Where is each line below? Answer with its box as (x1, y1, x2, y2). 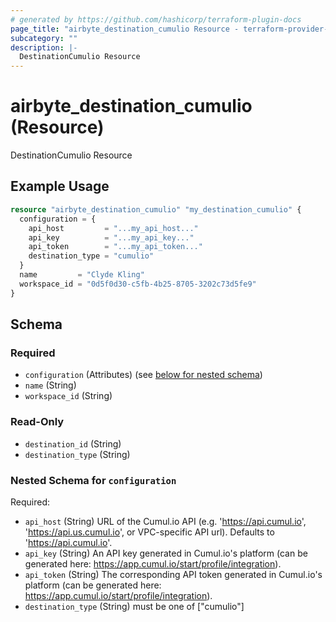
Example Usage (10, 178, 110, 195)
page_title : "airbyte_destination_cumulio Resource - (10, 24, 240, 34)
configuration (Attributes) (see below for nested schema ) (24, 369, 263, 381)
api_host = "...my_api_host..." (28, 223, 199, 233)
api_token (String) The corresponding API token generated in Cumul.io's (24, 568, 323, 580)
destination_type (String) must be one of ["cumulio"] (24, 600, 245, 612)
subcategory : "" (10, 33, 78, 43)
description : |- (10, 42, 78, 53)
